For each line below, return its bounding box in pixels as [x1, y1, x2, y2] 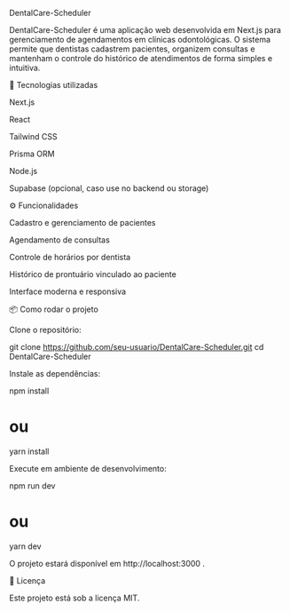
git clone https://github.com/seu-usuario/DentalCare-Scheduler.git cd [9, 342, 264, 352]
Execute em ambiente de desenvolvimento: [9, 463, 167, 473]
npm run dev [9, 480, 56, 491]
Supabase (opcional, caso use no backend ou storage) [9, 183, 209, 194]
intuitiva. [9, 62, 41, 73]
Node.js [9, 166, 38, 176]
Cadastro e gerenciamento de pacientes [9, 218, 156, 227]
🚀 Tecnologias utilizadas [9, 80, 98, 90]
